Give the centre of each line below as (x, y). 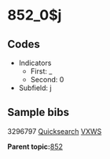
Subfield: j (35, 88)
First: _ (41, 71)
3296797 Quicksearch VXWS (55, 131)
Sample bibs (38, 112)
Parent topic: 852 (35, 146)
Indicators (35, 63)
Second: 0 (47, 79)
